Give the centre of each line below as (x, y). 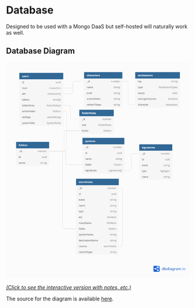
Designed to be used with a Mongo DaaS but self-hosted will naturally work (97, 26)
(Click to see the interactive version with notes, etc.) (69, 288)
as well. (15, 32)
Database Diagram (41, 51)
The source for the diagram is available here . (60, 299)
